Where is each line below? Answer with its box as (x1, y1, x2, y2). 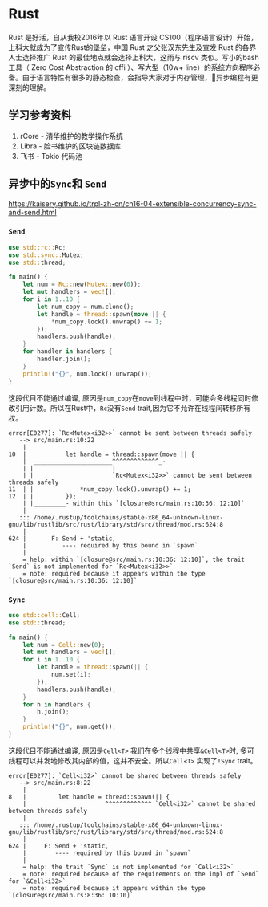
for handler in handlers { (22, 348, 113, 356)
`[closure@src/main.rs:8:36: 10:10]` (8, 891, 134, 899)
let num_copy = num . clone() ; (37, 303, 134, 311)
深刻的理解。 (8, 82, 50, 92)
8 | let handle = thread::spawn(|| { (8, 792, 170, 801)
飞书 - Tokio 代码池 (19, 151, 82, 161)
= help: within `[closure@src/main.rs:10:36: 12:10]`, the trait (22, 555, 246, 563)
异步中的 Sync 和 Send (8, 177, 106, 191)
